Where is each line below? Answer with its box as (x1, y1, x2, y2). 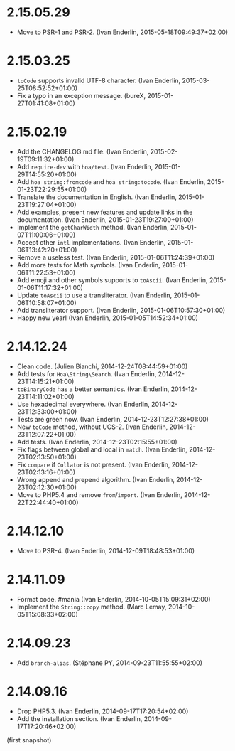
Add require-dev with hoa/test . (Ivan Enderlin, (16, 162, 153, 171)
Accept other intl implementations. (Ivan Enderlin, (16, 238, 166, 246)
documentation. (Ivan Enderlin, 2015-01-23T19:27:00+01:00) (16, 215, 194, 224)
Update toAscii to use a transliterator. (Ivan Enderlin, (16, 291, 173, 299)
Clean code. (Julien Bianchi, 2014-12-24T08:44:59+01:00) (16, 362, 188, 371)
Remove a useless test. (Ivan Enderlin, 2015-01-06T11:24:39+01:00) (16, 253, 215, 262)
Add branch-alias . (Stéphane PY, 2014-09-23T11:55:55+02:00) (16, 659, 203, 667)
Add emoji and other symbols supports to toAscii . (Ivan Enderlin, (16, 275, 208, 284)
